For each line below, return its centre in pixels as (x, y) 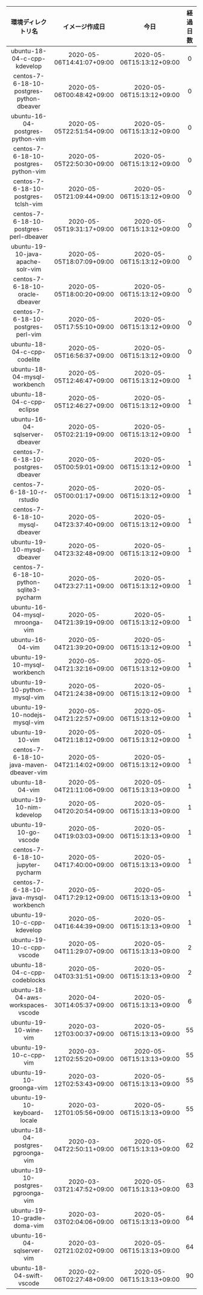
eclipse (29, 410)
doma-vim (29, 1226)
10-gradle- (29, 1218)
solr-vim (28, 269)
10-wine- (29, 1030)
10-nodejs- (29, 715)
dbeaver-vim (29, 772)
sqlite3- (29, 590)
